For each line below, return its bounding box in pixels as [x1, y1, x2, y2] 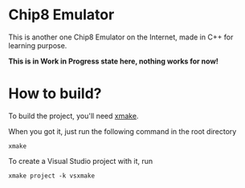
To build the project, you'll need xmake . [8, 111, 139, 121]
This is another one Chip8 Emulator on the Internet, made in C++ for [8, 32, 234, 42]
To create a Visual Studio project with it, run [8, 156, 153, 166]
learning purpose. [8, 40, 67, 50]
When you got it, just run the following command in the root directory [8, 126, 237, 136]
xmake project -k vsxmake [8, 171, 95, 180]
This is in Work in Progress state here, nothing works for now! [8, 56, 219, 66]
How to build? [8, 84, 102, 103]
